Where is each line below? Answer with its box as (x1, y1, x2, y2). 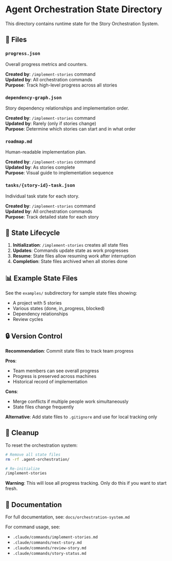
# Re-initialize (5, 466, 40, 471)
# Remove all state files (5, 452, 60, 457)
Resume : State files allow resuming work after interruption (12, 253, 136, 259)
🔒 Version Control (5, 332, 62, 340)
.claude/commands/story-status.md (12, 551, 87, 556)
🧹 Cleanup (5, 428, 39, 437)
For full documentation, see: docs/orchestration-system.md (5, 514, 130, 520)
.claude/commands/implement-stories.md (12, 535, 98, 540)
